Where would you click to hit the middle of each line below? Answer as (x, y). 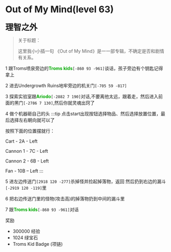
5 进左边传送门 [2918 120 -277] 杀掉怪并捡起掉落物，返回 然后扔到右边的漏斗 (86, 181)
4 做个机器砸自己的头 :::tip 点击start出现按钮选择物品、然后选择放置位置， (83, 113)
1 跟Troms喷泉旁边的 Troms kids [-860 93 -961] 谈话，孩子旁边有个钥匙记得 (84, 68)
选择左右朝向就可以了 (32, 120)
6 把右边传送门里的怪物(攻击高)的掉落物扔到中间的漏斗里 (65, 198)
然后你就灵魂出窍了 (75, 103)
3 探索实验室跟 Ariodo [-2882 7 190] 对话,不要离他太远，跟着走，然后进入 (82, 96)
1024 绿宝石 (25, 237)
